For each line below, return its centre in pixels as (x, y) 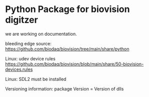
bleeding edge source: (28, 43)
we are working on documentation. (41, 34)
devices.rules (19, 69)
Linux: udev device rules (30, 58)
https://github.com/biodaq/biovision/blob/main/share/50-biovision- (74, 64)
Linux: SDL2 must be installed (36, 79)
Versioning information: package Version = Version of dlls (64, 88)
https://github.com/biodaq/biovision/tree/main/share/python (67, 49)
